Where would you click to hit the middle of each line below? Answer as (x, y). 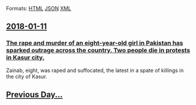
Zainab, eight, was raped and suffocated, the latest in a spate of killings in (95, 70)
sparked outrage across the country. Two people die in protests (98, 50)
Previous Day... (35, 95)
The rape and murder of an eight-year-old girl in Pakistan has (94, 43)
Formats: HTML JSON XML (39, 8)
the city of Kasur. (27, 76)
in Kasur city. (25, 57)
